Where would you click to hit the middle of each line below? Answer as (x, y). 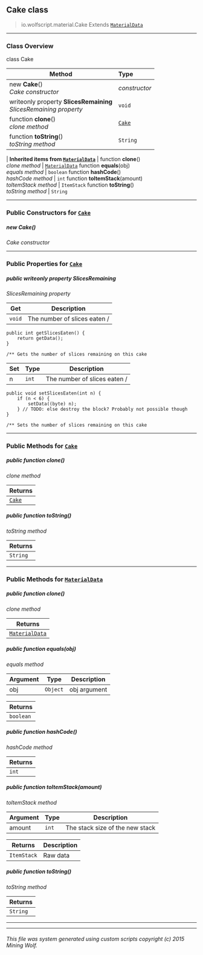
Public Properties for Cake (44, 264)
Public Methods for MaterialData (55, 579)
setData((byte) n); (53, 404)
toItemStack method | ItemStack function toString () (70, 185)
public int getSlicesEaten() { (46, 333)
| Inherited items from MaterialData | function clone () (73, 159)
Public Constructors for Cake (49, 213)
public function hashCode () (42, 732)
